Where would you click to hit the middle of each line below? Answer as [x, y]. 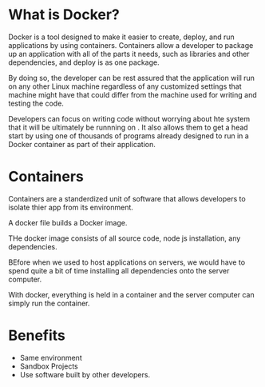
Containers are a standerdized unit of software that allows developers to [127, 198]
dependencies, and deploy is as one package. [84, 62]
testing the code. [36, 103]
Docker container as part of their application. [82, 144]
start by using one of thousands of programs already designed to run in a [129, 136]
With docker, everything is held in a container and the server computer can [131, 294]
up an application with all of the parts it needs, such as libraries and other [129, 54]
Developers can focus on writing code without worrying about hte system [129, 118]
